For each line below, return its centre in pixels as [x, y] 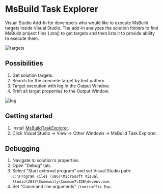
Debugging [23, 148]
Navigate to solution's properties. [46, 161]
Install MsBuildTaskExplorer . [41, 128]
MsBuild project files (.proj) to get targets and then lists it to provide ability [80, 33]
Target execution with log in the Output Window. [61, 86]
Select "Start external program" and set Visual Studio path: [72, 171]
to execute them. [22, 38]
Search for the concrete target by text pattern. [59, 80]
